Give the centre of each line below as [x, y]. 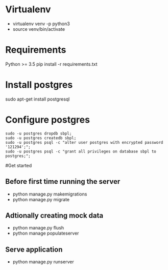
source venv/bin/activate [39, 29]
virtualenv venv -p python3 [41, 24]
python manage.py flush [38, 228]
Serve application [34, 249]
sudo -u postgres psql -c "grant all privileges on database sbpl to [81, 151]
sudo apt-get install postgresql [38, 99]
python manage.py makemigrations [50, 194]
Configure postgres [48, 120]
